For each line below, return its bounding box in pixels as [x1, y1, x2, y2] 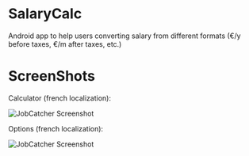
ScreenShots [8, 67, 95, 86]
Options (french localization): [8, 124, 104, 133]
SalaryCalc [8, 5, 82, 23]
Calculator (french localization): [8, 93, 111, 103]
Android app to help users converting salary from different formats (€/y [8, 31, 241, 40]
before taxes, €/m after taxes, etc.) [8, 39, 122, 48]
